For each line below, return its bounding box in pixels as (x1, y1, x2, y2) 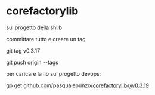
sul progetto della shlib (6, 24, 63, 31)
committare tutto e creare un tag (6, 35, 86, 42)
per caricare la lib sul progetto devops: (6, 70, 101, 77)
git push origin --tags (6, 59, 58, 66)
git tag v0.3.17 (6, 47, 41, 54)
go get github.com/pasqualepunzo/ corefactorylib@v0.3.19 (6, 82, 150, 89)
